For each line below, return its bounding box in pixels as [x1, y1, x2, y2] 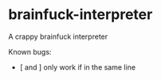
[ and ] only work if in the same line [19, 62, 136, 72]
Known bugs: [8, 47, 52, 56]
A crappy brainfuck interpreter [8, 32, 108, 41]
